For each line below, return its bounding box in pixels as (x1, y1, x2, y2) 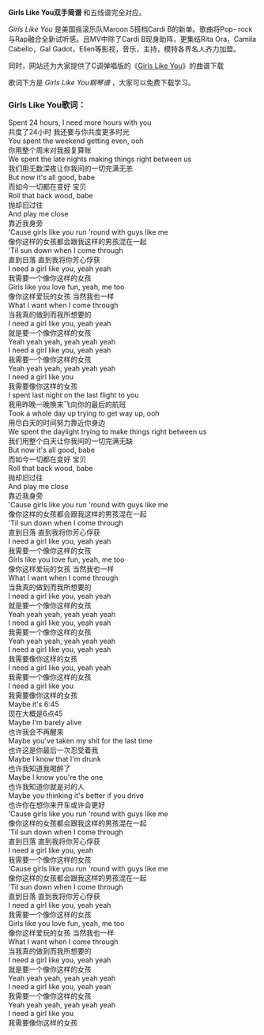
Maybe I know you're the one (8, 773, 104, 782)
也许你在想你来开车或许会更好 (8, 800, 105, 810)
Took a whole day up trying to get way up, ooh (8, 408, 160, 418)
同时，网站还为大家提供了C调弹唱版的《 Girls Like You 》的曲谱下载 (8, 61, 224, 70)
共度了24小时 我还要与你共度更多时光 (8, 127, 130, 137)
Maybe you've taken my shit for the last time (8, 736, 153, 746)
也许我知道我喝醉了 (8, 764, 71, 773)
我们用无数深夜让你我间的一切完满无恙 (8, 164, 133, 173)
